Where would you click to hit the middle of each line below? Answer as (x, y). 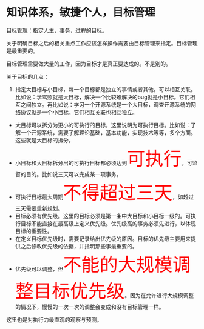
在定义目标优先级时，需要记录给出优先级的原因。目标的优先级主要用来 (103, 238)
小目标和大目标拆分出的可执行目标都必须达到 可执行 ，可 (104, 158)
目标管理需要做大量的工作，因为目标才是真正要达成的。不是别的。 (89, 64)
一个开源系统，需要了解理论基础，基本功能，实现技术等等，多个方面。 (108, 132)
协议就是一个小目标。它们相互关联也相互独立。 (79, 112)
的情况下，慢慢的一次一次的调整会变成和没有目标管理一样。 (90, 307)
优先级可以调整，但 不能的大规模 (94, 264)
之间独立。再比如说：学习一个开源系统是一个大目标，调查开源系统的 (106, 104)
